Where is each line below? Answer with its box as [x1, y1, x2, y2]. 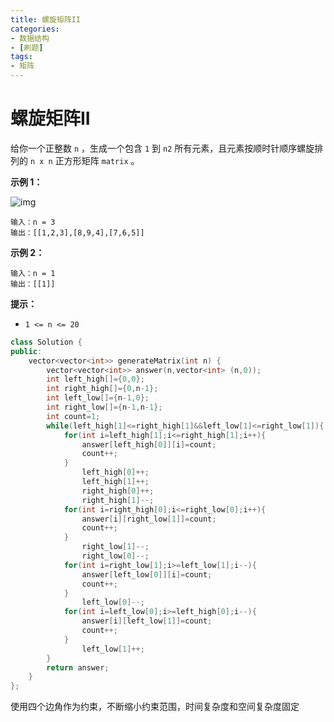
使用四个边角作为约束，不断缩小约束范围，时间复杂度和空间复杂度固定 [10, 701, 300, 713]
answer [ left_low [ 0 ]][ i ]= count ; [81, 569, 213, 580]
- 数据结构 [10, 33, 50, 43]
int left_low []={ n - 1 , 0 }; [46, 393, 150, 403]
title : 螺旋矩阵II [10, 14, 82, 25]
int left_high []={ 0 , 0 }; [46, 374, 145, 385]
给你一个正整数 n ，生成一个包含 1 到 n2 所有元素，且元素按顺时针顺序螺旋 [10, 142, 315, 154]
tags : [10, 52, 33, 62]
